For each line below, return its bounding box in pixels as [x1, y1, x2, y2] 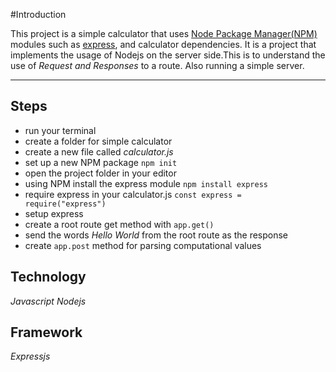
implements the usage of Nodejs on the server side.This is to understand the [10, 49, 326, 61]
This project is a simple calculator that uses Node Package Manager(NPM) [10, 28, 318, 39]
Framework [10, 324, 83, 341]
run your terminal [24, 124, 97, 136]
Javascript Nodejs [10, 295, 87, 307]
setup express [24, 207, 84, 219]
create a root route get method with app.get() [24, 218, 215, 230]
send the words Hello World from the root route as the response [24, 229, 289, 241]
